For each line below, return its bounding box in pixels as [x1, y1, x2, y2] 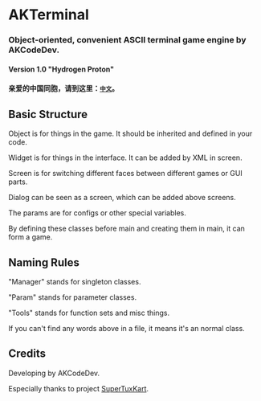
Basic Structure [8, 107, 88, 121]
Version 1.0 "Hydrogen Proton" [8, 64, 115, 74]
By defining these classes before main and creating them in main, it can [8, 223, 245, 234]
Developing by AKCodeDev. [8, 368, 100, 378]
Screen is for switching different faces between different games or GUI [8, 169, 243, 178]
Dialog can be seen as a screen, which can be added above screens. [8, 193, 237, 203]
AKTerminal [8, 6, 90, 24]
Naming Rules [8, 256, 80, 269]
